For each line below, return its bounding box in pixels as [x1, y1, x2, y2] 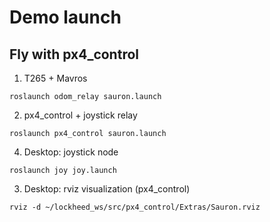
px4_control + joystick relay [23, 109, 138, 121]
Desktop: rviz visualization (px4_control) [23, 183, 191, 195]
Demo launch [9, 6, 122, 29]
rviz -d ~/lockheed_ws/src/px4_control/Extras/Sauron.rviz [9, 202, 261, 212]
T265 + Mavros [23, 72, 88, 84]
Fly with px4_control [9, 46, 139, 63]
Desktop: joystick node [23, 146, 119, 158]
